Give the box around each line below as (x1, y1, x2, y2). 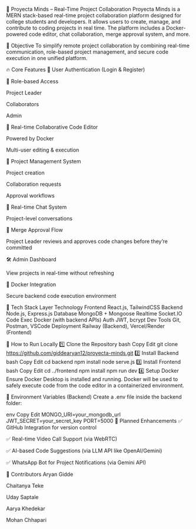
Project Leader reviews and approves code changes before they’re (6, 238, 168, 245)
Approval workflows (6, 192, 55, 199)
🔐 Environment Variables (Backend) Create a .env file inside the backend (6, 393, 182, 400)
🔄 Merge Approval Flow (6, 226, 63, 233)
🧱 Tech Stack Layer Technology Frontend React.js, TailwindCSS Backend (6, 304, 183, 311)
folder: (6, 400, 22, 406)
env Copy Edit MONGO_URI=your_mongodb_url (6, 411, 121, 418)
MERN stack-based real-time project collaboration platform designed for (6, 12, 182, 19)
